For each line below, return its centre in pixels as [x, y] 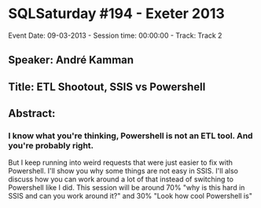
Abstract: [32, 113]
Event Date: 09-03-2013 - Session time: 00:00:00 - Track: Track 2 [115, 35]
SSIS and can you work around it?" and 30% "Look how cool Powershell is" [130, 196]
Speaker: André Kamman [71, 60]
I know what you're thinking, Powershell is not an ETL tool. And [130, 136]
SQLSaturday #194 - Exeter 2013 [117, 14]
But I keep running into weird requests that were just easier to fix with [121, 162]
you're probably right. [51, 146]
